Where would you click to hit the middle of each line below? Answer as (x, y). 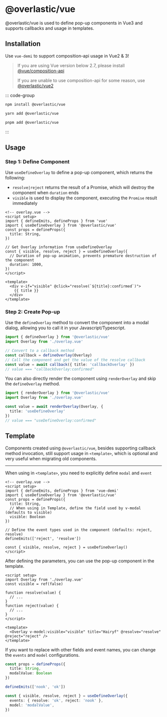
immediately (25, 203)
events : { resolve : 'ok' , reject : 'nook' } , (56, 700)
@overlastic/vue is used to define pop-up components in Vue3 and (74, 23)
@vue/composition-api (41, 71)
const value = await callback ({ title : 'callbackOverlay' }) (70, 364)
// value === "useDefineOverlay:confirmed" (51, 420)
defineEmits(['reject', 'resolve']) (43, 538)
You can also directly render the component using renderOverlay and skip (81, 378)
